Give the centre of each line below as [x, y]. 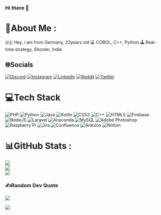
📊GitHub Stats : [39, 146]
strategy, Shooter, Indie [39, 49]
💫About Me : [31, 28]
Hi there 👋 [17, 8]
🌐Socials [19, 65]
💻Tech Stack [33, 97]
